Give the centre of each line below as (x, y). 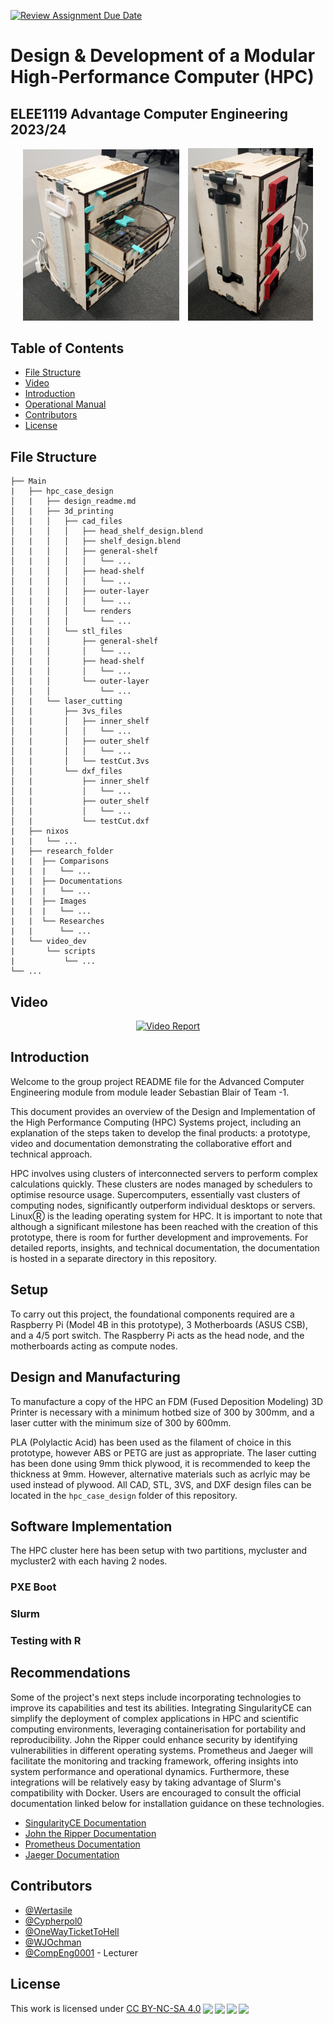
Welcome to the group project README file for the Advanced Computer (157, 1081)
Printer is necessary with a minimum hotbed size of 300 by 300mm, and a (162, 1412)
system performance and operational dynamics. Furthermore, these (150, 1771)
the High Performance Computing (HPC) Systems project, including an (156, 1122)
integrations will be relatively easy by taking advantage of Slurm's (146, 1782)
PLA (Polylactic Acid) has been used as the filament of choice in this (151, 1442)
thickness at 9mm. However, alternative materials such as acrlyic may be (160, 1474)
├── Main (28, 481)
